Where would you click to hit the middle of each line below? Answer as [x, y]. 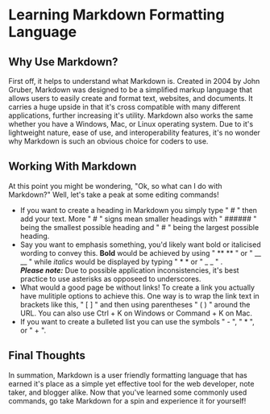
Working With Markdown [73, 167]
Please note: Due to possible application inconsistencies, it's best [129, 270]
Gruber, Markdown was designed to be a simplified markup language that [130, 90]
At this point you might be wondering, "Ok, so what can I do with [115, 186]
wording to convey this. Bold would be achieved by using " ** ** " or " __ [141, 253]
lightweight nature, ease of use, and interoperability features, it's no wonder [134, 132]
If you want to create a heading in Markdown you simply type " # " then [139, 210]
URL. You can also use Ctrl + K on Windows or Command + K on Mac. [136, 313]
